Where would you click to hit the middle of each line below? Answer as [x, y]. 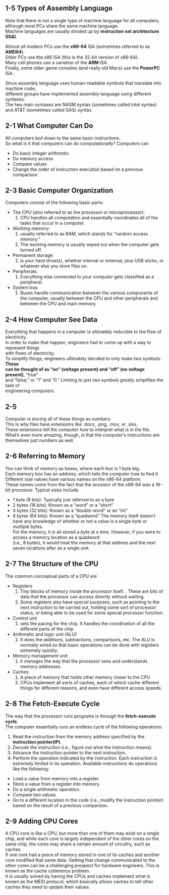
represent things [22, 348]
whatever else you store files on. [54, 266]
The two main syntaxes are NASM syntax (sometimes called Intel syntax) [81, 104]
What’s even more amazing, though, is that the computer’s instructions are [82, 435]
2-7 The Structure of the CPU [52, 564]
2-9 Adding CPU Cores [42, 821]
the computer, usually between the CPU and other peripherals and [89, 298]
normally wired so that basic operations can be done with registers [90, 645]
